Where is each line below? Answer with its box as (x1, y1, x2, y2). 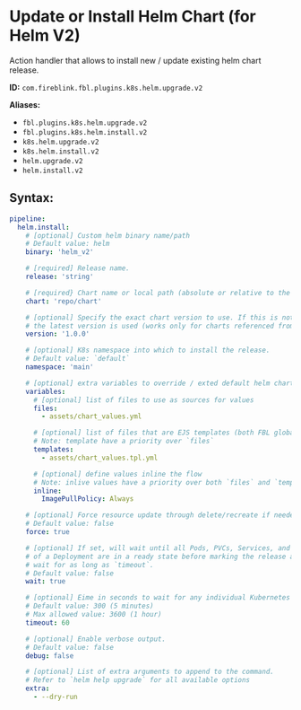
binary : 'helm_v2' (25, 248, 94, 257)
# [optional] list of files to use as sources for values (32, 395, 254, 405)
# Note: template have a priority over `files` (32, 437, 215, 446)
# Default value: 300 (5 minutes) (25, 601, 154, 611)
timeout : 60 (25, 618, 70, 627)
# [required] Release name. (25, 264, 130, 273)
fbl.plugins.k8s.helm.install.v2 (21, 127, 148, 136)
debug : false (25, 651, 74, 661)
